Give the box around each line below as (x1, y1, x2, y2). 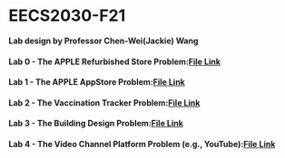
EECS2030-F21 (8, 5, 126, 26)
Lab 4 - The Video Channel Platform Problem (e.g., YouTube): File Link (8, 138, 276, 149)
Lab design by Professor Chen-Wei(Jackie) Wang (8, 35, 199, 46)
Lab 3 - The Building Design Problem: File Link (8, 118, 183, 129)
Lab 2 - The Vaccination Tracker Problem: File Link (8, 97, 201, 108)
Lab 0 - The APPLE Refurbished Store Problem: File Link (8, 56, 221, 67)
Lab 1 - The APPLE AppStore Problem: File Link (8, 77, 185, 88)
